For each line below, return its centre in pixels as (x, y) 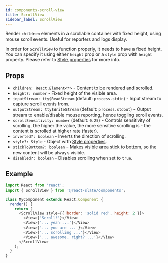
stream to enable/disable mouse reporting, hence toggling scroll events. (88, 115)
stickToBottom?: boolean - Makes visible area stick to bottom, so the (85, 147)
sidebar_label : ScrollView (34, 19)
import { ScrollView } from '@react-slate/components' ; (65, 190)
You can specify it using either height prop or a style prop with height (79, 54)
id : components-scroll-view (35, 10)
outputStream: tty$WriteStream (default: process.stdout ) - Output (82, 109)
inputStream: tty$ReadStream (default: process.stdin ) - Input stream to (87, 99)
